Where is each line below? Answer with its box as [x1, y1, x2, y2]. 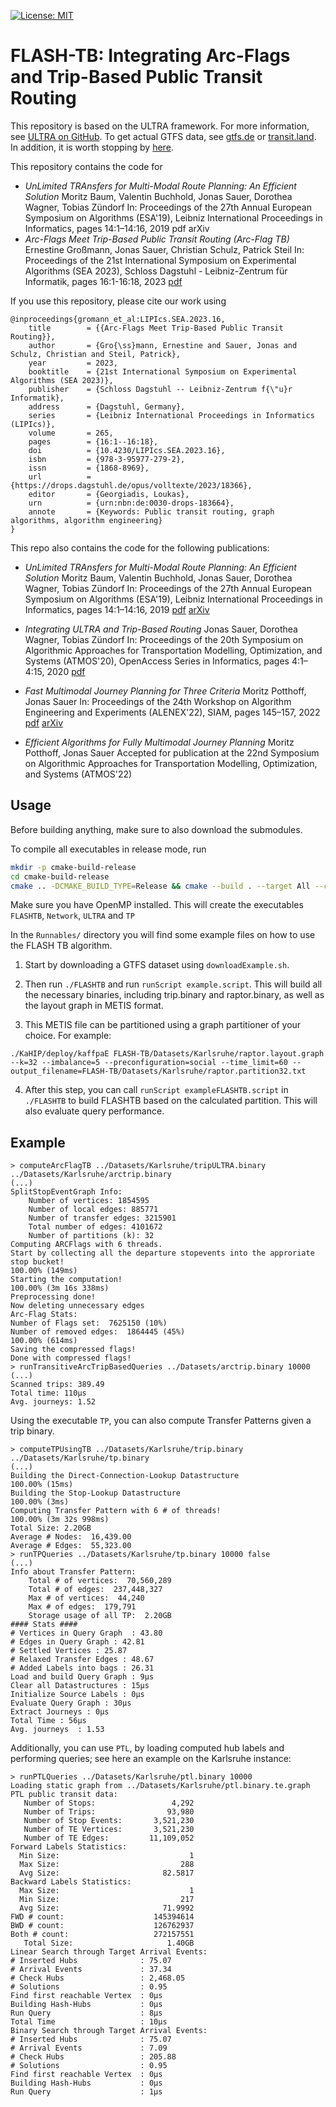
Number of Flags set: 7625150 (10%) [10, 1318, 168, 1329]
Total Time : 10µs [10, 2017, 168, 2027]
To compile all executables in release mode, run [10, 843, 207, 855]
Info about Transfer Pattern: [10, 1567, 137, 1577]
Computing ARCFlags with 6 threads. [10, 1240, 163, 1250]
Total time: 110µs [10, 1388, 87, 1399]
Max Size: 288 [19, 1860, 195, 1870]
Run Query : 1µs [10, 2087, 163, 2097]
